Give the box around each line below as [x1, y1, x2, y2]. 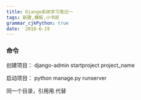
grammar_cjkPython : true [6, 20, 69, 26]
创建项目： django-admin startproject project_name [6, 61, 135, 69]
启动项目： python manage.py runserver [6, 74, 107, 81]
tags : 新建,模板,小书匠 [6, 14, 60, 20]
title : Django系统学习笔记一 [6, 8, 74, 15]
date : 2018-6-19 [6, 25, 50, 32]
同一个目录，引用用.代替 [6, 87, 67, 94]
